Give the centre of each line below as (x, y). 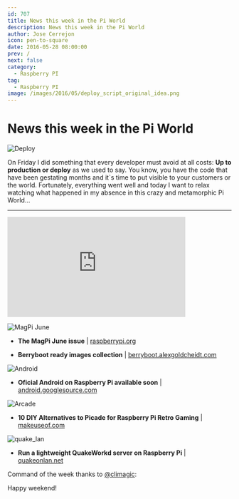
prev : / (19, 54)
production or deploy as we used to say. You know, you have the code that (117, 170)
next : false (25, 61)
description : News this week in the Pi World (76, 27)
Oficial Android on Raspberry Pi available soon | (90, 383)
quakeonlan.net (41, 461)
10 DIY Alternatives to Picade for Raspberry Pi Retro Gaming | (110, 418)
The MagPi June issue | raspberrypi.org (77, 341)
